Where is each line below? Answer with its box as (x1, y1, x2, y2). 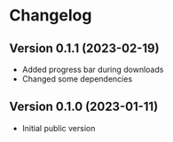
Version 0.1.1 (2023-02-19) (9, 41, 160, 56)
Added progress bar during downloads (21, 64, 164, 75)
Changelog (9, 5, 92, 26)
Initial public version (21, 122, 96, 133)
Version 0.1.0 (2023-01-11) (9, 99, 159, 114)
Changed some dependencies (21, 74, 133, 84)
